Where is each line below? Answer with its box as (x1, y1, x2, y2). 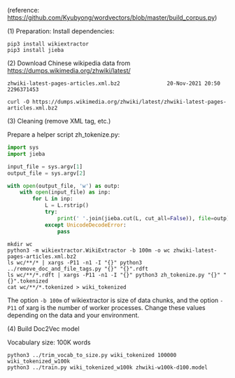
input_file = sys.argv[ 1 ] (7, 163, 83, 170)
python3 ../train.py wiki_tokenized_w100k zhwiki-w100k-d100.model (7, 364, 208, 371)
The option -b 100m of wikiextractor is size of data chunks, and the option (7, 296, 219, 304)
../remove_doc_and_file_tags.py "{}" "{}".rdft (7, 265, 149, 272)
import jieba (7, 150, 45, 157)
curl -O (7, 98, 30, 105)
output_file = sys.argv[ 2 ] (7, 170, 86, 177)
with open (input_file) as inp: (20, 189, 111, 196)
